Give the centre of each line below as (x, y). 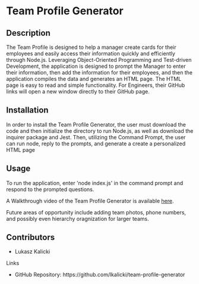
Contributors (31, 237)
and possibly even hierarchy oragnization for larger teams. (78, 219)
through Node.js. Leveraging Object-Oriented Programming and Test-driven (99, 60)
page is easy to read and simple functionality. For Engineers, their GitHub (96, 85)
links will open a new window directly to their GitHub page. (78, 91)
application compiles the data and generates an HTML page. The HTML (94, 79)
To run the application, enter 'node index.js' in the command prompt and (95, 183)
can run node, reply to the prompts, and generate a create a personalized (96, 143)
